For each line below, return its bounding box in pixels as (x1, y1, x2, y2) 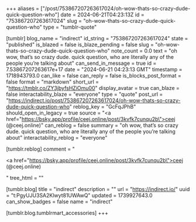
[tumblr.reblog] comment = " (6, 145, 75, 152)
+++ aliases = (6, 5, 40, 12)
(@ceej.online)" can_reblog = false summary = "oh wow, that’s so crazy (6, 122, 178, 129)
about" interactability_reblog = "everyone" (6, 134, 108, 141)
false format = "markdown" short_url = (6, 78, 99, 85)
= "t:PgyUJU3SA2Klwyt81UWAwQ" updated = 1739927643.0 (6, 192, 153, 199)
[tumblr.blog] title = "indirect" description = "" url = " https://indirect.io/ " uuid (6, 186, 190, 192)
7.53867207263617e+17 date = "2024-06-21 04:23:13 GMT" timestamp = (6, 66, 183, 72)
